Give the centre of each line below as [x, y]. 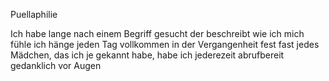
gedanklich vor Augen [56, 65]
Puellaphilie [34, 14]
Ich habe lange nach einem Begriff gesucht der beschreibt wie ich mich [157, 33]
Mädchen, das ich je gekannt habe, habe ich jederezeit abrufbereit [147, 55]
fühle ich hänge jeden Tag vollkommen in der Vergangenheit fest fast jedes [165, 44]
